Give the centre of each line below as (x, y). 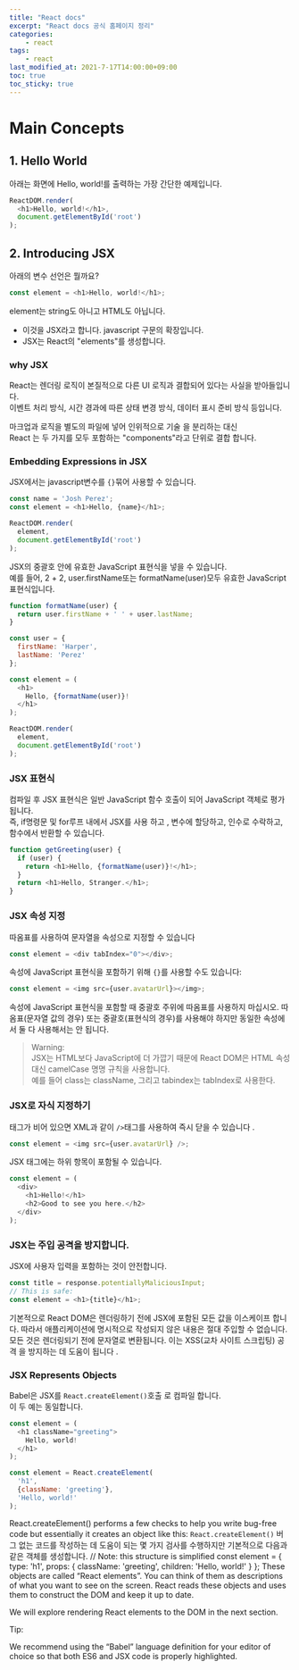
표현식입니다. (32, 589)
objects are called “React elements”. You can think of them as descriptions (146, 1575)
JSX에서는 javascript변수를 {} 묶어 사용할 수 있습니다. (103, 482)
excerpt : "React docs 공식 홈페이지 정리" (82, 26)
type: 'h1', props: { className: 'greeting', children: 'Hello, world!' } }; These (147, 1566)
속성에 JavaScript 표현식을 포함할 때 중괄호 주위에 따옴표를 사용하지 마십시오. (144, 1007)
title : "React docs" (48, 17)
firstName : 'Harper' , (58, 647)
